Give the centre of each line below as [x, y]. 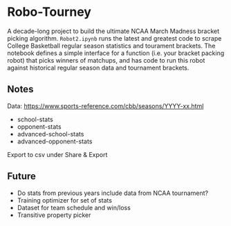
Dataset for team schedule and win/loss [74, 207]
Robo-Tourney [49, 12]
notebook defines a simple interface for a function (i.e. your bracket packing [116, 53]
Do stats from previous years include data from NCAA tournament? [113, 193]
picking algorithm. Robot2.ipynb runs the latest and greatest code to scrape [114, 38]
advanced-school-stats [50, 134]
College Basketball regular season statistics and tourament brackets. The [111, 45]
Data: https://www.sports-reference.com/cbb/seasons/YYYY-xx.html [105, 106]
